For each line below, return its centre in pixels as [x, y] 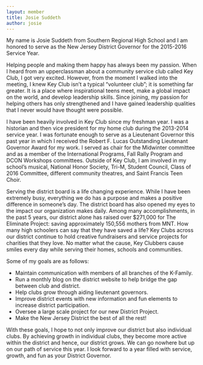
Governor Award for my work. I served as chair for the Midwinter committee [101, 148]
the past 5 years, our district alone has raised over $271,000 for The [91, 217]
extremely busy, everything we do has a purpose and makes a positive [95, 198]
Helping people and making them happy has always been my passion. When [101, 65]
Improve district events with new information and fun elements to [96, 299]
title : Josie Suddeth [34, 18]
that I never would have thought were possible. [65, 110]
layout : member [25, 12]
